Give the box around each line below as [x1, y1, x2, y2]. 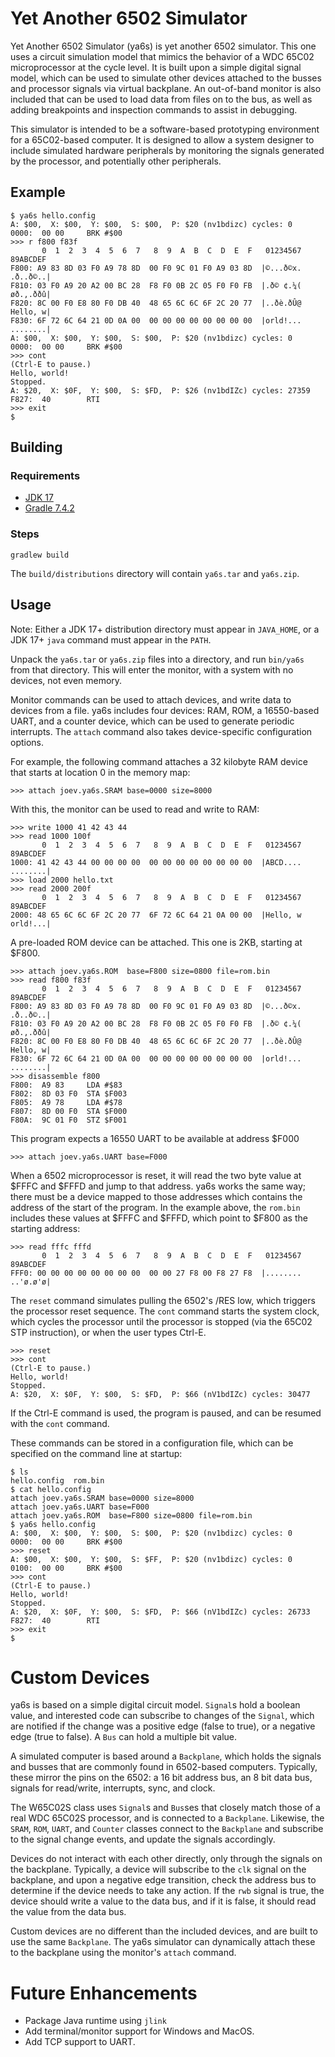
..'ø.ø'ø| [10, 1277, 52, 1287]
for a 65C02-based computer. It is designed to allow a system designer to [10, 133, 315, 146]
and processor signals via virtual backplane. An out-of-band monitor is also [10, 82, 322, 94]
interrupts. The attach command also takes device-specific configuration [10, 725, 313, 737]
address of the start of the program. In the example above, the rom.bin [10, 1201, 301, 1213]
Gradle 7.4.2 [24, 502, 75, 514]
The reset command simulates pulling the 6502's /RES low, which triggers [10, 1294, 316, 1306]
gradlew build [10, 550, 70, 560]
